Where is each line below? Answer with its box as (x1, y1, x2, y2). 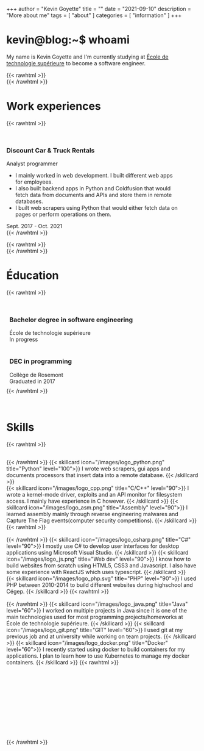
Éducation (6, 268, 59, 282)
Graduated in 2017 (9, 378, 55, 385)
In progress (9, 336, 38, 343)
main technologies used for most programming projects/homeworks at (6, 613, 184, 620)
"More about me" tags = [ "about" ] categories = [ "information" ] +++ (6, 12, 182, 19)
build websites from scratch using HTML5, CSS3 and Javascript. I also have (6, 561, 197, 569)
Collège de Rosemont (9, 371, 64, 378)
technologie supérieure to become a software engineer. (6, 59, 146, 66)
